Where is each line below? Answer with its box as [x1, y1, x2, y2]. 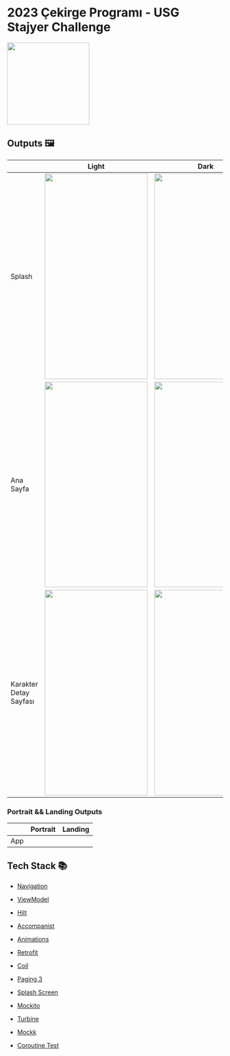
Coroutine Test [16, 1041, 60, 1049]
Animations [16, 935, 49, 943]
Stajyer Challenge [7, 19, 111, 35]
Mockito [16, 1001, 40, 1009]
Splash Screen [16, 988, 58, 996]
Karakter [10, 679, 38, 689]
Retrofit [16, 948, 38, 957]
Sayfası [10, 696, 35, 706]
